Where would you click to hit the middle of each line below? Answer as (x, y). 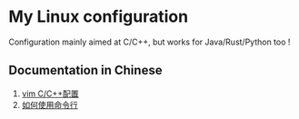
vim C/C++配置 (50, 94)
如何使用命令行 (50, 104)
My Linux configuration (98, 17)
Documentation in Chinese (85, 70)
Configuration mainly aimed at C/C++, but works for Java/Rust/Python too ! (149, 42)
